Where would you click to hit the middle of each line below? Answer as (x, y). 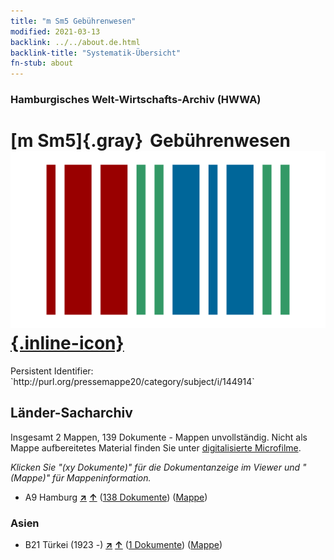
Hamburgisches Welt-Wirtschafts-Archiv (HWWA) (136, 100)
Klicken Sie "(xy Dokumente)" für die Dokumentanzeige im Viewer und (155, 467)
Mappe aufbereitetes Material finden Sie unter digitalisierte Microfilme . (156, 447)
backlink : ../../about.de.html (75, 42)
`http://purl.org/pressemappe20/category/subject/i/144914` (132, 381)
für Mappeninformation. (102, 477)
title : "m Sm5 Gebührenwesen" (73, 21)
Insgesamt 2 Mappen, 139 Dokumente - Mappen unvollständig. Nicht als (159, 437)
